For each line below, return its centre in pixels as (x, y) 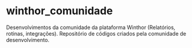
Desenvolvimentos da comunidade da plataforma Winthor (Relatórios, (91, 27)
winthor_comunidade (60, 11)
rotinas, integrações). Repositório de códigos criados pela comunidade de (96, 33)
